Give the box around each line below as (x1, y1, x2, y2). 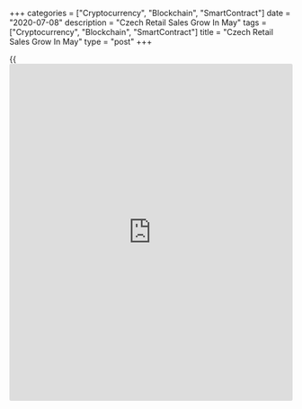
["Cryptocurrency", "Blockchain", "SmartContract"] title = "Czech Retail (9, 27, 274, 37)
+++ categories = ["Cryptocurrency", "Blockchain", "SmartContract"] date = (9, 8, 291, 18)
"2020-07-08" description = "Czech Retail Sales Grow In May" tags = (9, 17, 267, 28)
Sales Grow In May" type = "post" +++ (9, 36, 153, 47)
